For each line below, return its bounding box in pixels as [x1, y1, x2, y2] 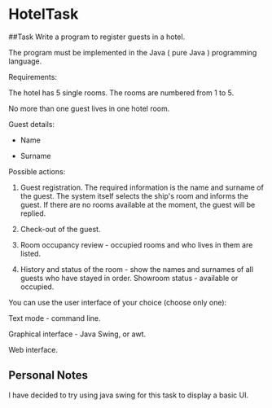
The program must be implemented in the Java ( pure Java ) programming [8, 47, 257, 57]
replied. [20, 208, 46, 218]
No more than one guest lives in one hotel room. [8, 103, 170, 113]
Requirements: [8, 72, 57, 81]
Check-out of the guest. [20, 224, 101, 234]
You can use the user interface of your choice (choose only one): [8, 297, 227, 307]
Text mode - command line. [8, 313, 101, 322]
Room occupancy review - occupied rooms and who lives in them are [20, 239, 253, 249]
